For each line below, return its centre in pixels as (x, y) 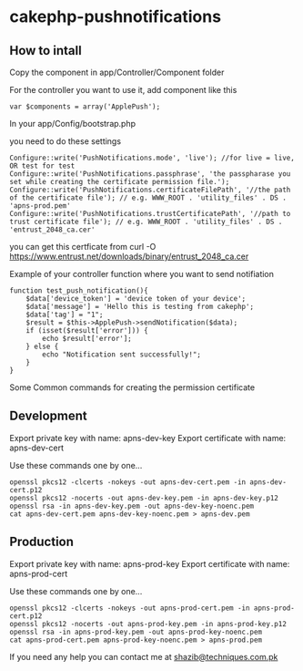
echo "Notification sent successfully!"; (122, 355)
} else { (42, 346)
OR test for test (42, 166)
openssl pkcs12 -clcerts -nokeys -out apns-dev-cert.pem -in (128, 482)
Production (42, 542)
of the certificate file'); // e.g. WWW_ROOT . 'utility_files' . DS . (148, 198)
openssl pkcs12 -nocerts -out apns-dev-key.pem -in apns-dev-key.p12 (144, 498)
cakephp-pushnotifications (115, 17)
